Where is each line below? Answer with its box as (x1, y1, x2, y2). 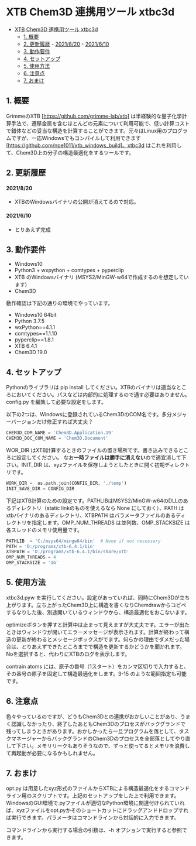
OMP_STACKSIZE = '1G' (6, 560, 59, 566)
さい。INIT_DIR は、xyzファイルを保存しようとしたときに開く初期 (6, 461, 165, 468)
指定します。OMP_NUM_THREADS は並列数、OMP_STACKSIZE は (31, 519, 190, 526)
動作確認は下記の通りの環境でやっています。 (6, 300, 113, 307)
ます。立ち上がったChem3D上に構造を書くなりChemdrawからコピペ (21, 601, 187, 608)
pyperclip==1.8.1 (14, 336, 54, 343)
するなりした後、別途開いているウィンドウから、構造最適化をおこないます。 (6, 608, 190, 615)
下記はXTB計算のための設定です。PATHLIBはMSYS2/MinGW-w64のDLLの (6, 497, 183, 504)
